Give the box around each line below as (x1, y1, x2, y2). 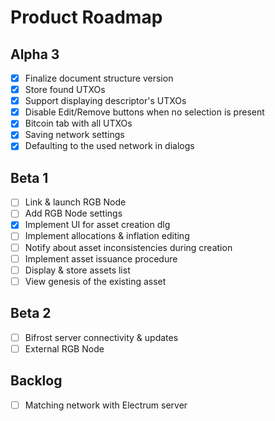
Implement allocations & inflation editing (24, 230, 190, 242)
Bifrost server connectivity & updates (24, 331, 179, 343)
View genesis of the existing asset (24, 275, 167, 287)
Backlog (10, 372, 63, 390)
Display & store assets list (24, 264, 131, 276)
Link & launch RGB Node (24, 196, 127, 208)
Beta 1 (10, 169, 49, 186)
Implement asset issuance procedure (24, 252, 178, 265)
